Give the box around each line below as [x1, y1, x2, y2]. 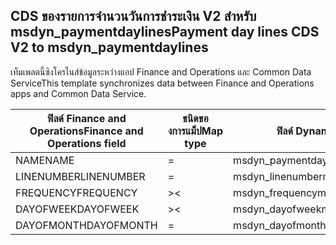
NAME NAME [15, 153, 75, 167]
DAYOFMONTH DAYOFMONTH [15, 218, 158, 232]
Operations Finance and [29, 124, 144, 138]
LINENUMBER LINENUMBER [15, 169, 146, 183]
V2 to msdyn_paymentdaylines [10, 39, 209, 56]
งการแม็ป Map [167, 124, 224, 138]
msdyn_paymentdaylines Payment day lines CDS [10, 24, 320, 41]
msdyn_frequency [233, 185, 318, 199]
